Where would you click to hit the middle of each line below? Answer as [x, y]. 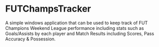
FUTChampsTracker [48, 9]
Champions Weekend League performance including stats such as [75, 28]
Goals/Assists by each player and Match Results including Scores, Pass [80, 33]
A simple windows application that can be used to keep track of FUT [76, 23]
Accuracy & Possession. [30, 39]
